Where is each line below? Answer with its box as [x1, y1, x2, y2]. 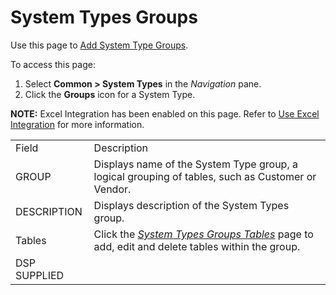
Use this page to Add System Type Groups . [10, 39, 189, 51]
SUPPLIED [15, 268, 65, 282]
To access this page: [10, 58, 96, 70]
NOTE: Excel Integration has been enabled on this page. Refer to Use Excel [10, 107, 320, 120]
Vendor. [93, 182, 132, 196]
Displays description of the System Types [93, 198, 290, 212]
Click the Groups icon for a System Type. [24, 88, 196, 100]
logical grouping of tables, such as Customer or [93, 169, 317, 183]
